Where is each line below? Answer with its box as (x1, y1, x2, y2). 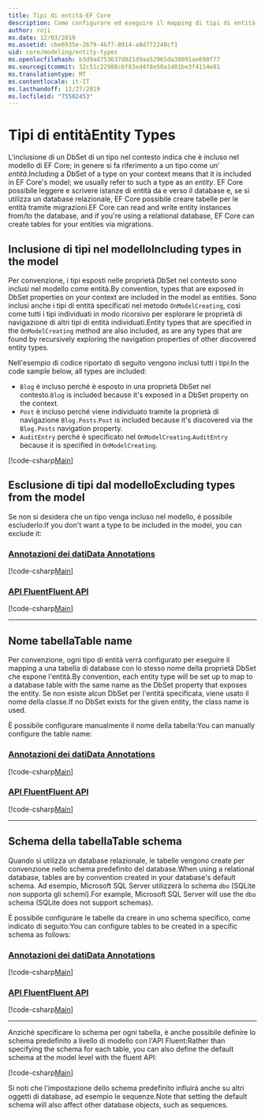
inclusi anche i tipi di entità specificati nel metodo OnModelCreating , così (8, 301, 241, 310)
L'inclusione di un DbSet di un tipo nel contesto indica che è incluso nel (8, 152, 239, 162)
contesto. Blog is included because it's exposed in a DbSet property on (19, 390, 248, 399)
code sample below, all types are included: (8, 366, 147, 376)
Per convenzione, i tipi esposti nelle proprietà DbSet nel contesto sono (8, 276, 237, 285)
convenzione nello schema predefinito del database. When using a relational (8, 864, 255, 873)
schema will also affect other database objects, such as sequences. (8, 1100, 229, 1110)
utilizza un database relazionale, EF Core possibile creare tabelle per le (8, 194, 239, 204)
